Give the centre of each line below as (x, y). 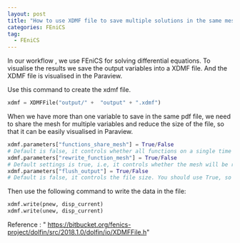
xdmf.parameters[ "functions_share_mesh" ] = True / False (91, 145)
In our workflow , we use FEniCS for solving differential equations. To (109, 61)
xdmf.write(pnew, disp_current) (55, 205)
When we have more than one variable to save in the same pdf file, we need (119, 116)
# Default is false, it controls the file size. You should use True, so (120, 178)
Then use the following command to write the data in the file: (97, 191)
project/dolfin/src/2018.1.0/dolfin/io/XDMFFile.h (77, 232)
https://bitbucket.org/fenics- (89, 224)
